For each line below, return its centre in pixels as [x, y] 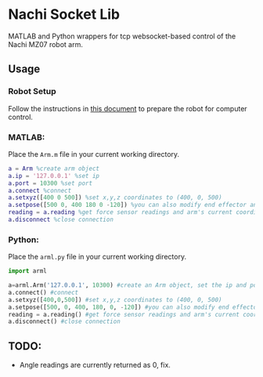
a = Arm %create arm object [54, 169]
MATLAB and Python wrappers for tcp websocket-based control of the [122, 36]
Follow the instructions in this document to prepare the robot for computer [128, 108]
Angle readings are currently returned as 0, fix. [95, 365]
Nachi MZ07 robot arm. [46, 44]
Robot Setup [32, 92]
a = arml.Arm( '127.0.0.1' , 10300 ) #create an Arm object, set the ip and [127, 285]
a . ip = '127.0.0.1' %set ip [54, 176]
